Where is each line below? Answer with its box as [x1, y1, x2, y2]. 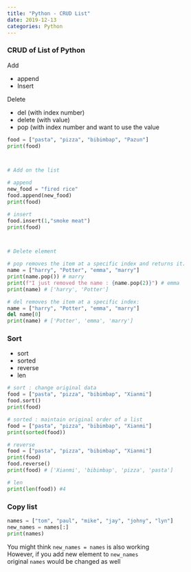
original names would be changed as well [7, 557, 121, 565]
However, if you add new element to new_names [7, 550, 139, 558]
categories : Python [7, 23, 63, 30]
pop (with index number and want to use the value [16, 123, 160, 131]
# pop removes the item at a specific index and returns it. [7, 260, 186, 268]
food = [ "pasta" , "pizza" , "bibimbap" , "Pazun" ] [7, 136, 149, 143]
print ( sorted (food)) [7, 428, 67, 436]
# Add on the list [7, 167, 60, 174]
